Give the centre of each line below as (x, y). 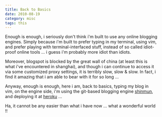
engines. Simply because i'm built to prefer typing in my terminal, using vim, (81, 42)
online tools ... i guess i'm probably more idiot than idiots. (74, 52)
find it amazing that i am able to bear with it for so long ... (62, 77)
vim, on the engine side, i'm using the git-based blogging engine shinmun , (79, 91)
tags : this (16, 23)
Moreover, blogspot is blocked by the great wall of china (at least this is (76, 61)
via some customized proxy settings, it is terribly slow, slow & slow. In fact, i (81, 72)
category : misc (20, 18)
